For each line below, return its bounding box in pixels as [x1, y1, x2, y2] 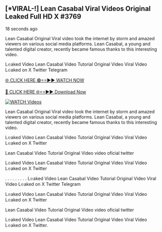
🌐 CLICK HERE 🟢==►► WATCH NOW [5, 77, 84, 83]
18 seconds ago [5, 26, 38, 32]
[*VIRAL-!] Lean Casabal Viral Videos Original [5, 5, 151, 13]
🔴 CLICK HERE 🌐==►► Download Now [5, 88, 86, 95]
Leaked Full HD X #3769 [5, 13, 81, 21]
